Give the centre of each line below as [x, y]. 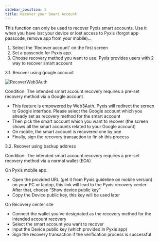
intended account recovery [39, 219]
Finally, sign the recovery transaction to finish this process [71, 137]
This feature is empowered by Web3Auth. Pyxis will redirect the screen [83, 106]
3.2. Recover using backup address [41, 146]
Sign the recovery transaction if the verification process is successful [82, 234]
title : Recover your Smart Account [41, 14]
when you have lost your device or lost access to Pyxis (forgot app [72, 33]
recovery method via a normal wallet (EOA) [48, 161]
